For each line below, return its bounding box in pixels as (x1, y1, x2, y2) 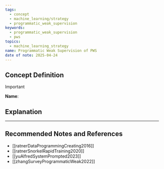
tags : (5, 7, 16, 12)
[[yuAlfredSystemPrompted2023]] (12, 153, 82, 159)
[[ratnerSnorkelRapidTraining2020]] (12, 148, 84, 154)
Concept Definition (5, 71, 64, 79)
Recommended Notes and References (5, 130, 123, 138)
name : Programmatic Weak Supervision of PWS (5, 48, 97, 53)
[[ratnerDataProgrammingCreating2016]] (12, 143, 94, 148)
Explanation (5, 107, 42, 116)
